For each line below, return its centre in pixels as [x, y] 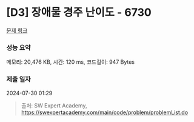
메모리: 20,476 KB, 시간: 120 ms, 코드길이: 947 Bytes [71, 62]
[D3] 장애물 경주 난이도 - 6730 [79, 12]
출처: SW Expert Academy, [54, 105]
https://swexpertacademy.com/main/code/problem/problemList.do [105, 112]
